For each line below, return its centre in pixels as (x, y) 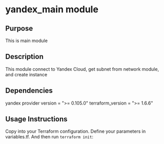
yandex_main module (52, 9)
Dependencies (29, 91)
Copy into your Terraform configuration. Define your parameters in (76, 131)
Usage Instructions (36, 119)
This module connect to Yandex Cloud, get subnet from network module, (82, 69)
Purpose (19, 28)
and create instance (26, 74)
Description (24, 57)
